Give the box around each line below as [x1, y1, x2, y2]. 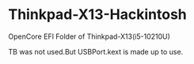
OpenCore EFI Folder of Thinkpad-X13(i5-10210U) [8, 32, 170, 41]
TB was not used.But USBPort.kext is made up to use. [8, 47, 184, 56]
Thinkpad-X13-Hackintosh [8, 6, 188, 24]
